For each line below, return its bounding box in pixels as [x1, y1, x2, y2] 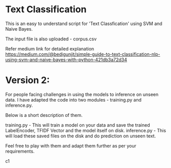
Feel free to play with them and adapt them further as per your [5, 142, 137, 149]
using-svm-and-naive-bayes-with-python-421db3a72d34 [5, 56, 128, 62]
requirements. [5, 148, 35, 154]
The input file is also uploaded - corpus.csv [5, 36, 97, 42]
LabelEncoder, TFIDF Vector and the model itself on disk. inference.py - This [5, 127, 166, 133]
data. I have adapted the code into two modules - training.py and [5, 97, 142, 103]
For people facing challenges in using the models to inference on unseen [5, 91, 159, 98]
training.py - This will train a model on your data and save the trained [5, 122, 150, 128]
